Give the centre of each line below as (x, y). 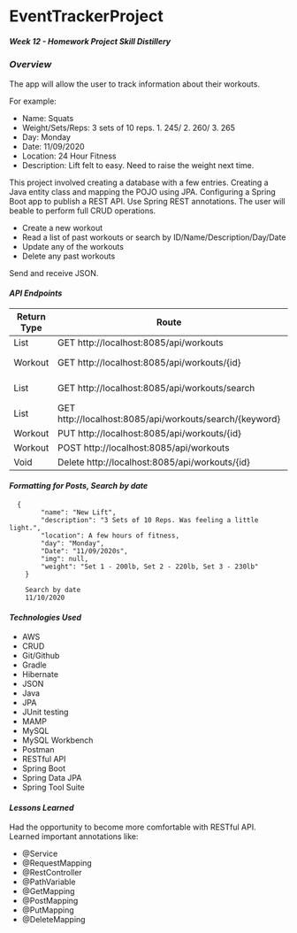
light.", (25, 528)
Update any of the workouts (72, 246)
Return (31, 316)
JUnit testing (45, 712)
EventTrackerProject (86, 16)
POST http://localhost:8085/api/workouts (143, 447)
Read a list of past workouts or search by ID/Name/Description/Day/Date (154, 237)
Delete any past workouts (69, 256)
